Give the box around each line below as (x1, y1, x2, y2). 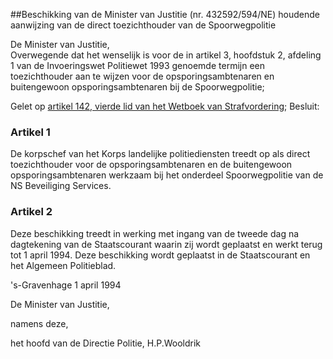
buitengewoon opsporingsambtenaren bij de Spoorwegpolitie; (10, 81, 265, 93)
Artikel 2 (10, 205, 53, 219)
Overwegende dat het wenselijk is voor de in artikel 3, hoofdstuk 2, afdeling (10, 49, 322, 61)
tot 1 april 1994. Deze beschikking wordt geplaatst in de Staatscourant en (10, 249, 311, 261)
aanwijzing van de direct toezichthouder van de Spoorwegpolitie (10, 19, 277, 31)
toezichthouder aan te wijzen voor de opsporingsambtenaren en (10, 70, 275, 82)
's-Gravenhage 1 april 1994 (10, 279, 122, 291)
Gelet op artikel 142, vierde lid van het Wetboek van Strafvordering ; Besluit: (10, 100, 320, 112)
